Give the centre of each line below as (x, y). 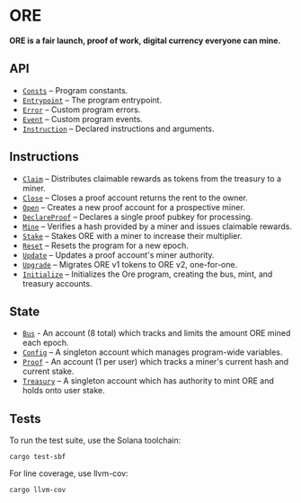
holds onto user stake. (63, 391)
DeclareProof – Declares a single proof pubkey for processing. (137, 216)
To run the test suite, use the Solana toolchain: (95, 440)
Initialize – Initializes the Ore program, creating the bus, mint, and (147, 274)
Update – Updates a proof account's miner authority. (118, 255)
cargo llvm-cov (38, 490)
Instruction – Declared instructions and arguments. (118, 128)
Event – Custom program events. (83, 119)
